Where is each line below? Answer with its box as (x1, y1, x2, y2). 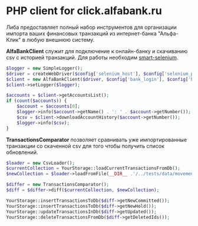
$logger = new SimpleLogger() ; (6, 65, 83, 71)
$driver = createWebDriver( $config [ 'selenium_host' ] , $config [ (6, 71, 165, 77)
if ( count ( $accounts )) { (6, 98, 67, 104)
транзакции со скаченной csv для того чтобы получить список (6, 142, 165, 149)
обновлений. (6, 149, 38, 156)
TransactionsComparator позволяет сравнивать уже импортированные (6, 136, 187, 143)
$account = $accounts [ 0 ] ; (16, 103, 81, 110)
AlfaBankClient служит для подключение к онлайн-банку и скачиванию (6, 47, 188, 54)
